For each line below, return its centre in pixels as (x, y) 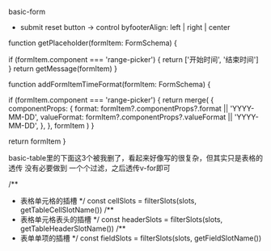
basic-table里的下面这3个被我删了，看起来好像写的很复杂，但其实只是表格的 (136, 158)
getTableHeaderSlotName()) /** (73, 228)
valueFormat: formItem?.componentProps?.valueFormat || (136, 117)
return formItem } (37, 141)
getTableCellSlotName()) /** (67, 210)
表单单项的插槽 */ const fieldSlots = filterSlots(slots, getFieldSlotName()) (141, 238)
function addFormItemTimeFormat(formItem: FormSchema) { (110, 84)
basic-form (27, 12)
